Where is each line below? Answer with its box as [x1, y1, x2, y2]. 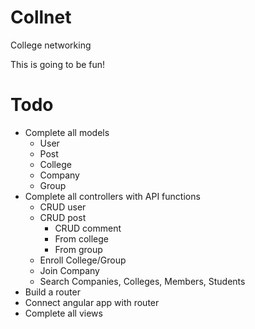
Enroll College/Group [39, 254, 127, 266]
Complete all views [24, 307, 103, 319]
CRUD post [39, 211, 87, 223]
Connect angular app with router [24, 296, 160, 308]
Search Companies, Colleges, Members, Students [39, 275, 246, 287]
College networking [10, 39, 92, 51]
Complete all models [24, 126, 110, 138]
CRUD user [39, 201, 87, 213]
